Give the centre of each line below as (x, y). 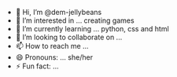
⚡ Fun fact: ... (37, 66)
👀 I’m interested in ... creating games (75, 20)
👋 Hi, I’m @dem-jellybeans (59, 12)
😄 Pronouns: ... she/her (54, 57)
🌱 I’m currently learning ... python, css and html (92, 29)
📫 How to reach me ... (52, 46)
